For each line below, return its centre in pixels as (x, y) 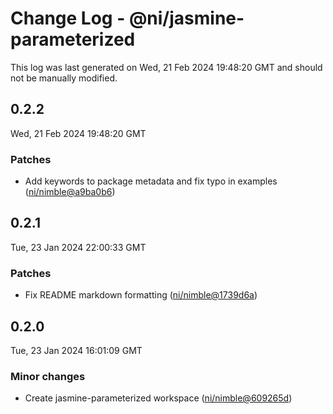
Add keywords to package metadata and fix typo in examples (151, 181)
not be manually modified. (64, 78)
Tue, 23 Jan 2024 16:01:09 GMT (76, 350)
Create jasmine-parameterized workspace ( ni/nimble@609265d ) (158, 398)
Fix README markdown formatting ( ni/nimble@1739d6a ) (141, 295)
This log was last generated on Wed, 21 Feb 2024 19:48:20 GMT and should (166, 67)
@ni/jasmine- (186, 18)
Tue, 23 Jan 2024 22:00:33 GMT (78, 247)
